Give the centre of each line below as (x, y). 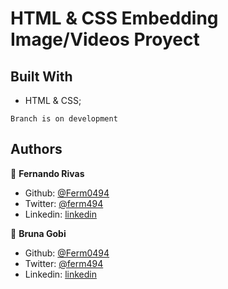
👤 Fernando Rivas (47, 173)
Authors (36, 149)
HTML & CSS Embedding (114, 18)
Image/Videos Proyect (105, 39)
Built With (41, 76)
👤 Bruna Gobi (38, 233)
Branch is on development (64, 119)
